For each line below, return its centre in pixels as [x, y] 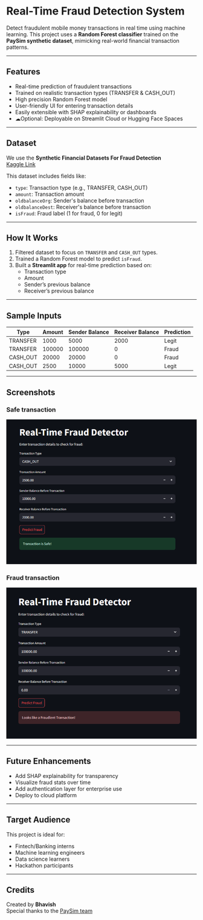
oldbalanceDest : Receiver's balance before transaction [83, 207]
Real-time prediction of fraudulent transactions [73, 86]
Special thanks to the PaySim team [49, 911]
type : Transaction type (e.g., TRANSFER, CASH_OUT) [81, 187]
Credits [21, 890]
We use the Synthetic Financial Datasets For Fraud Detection [84, 158]
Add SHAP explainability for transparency [67, 776]
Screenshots [31, 392]
